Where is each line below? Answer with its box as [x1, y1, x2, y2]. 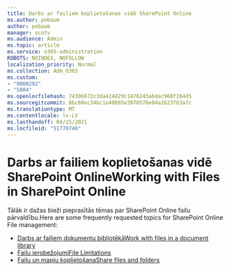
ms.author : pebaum [7, 16, 60, 23]
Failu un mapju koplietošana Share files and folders [16, 256, 160, 264]
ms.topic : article [7, 42, 60, 49]
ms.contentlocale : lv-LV [7, 112, 78, 119]
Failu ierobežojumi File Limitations [16, 248, 111, 257]
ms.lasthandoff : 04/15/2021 [7, 118, 88, 126]
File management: [7, 221, 58, 229]
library [16, 241, 36, 250]
